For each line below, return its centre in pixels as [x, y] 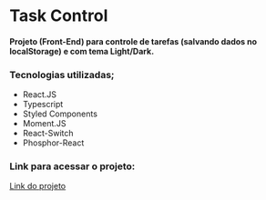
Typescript [43, 105]
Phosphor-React [53, 143]
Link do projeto [38, 186]
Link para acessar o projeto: [72, 166]
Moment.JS [44, 124]
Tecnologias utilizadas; [62, 75]
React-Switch [48, 134]
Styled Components [60, 114]
